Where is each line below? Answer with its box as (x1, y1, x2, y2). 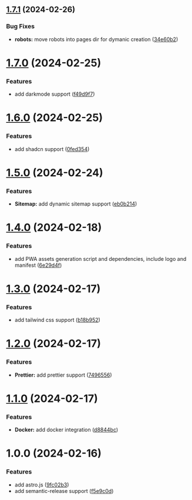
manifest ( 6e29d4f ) (14, 261, 62, 269)
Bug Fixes (6, 22, 35, 31)
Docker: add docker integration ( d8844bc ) (14, 426, 119, 434)
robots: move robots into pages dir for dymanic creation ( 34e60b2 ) (14, 35, 178, 43)
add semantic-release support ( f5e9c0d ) (14, 487, 114, 494)
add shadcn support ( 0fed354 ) (14, 145, 90, 152)
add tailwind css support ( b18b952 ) (14, 317, 101, 324)
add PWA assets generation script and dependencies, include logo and (14, 255, 187, 262)
